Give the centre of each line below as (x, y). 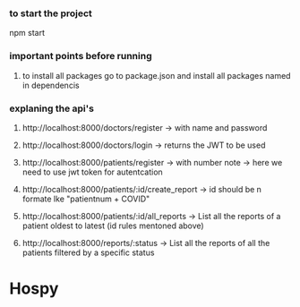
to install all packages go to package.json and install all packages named (156, 75)
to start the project (51, 13)
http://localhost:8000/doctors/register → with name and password (145, 127)
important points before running (81, 56)
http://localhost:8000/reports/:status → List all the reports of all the (146, 243)
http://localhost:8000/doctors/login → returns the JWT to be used (144, 145)
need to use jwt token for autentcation (92, 172)
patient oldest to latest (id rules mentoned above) (113, 226)
